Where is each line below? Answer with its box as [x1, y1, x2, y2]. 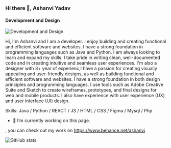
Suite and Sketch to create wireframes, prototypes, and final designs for [5, 87, 157, 93]
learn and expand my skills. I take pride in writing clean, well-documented [5, 54, 161, 61]
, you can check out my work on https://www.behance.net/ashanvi [5, 127, 145, 134]
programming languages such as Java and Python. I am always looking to [5, 49, 160, 55]
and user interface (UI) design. [5, 98, 70, 104]
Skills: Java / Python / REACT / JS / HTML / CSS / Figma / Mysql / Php [5, 108, 153, 114]
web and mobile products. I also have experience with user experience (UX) [5, 93, 165, 99]
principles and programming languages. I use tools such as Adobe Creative [5, 81, 163, 88]
